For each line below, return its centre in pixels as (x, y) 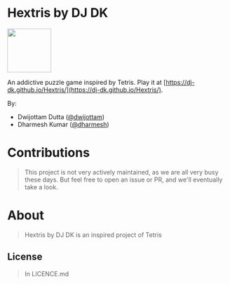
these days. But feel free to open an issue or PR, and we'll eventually (123, 180)
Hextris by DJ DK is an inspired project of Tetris (93, 235)
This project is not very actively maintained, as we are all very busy (121, 172)
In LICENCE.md (47, 273)
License (25, 257)
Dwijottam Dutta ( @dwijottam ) (61, 116)
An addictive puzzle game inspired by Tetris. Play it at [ (87, 82)
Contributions (48, 153)
